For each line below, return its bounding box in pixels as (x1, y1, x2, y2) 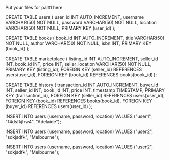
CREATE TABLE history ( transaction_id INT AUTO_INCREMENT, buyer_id (5, 82, 158, 88)
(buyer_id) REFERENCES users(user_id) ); (5, 103, 93, 109)
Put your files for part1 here (5, 5, 63, 10)
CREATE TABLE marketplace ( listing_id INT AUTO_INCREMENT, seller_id (5, 56, 158, 62)
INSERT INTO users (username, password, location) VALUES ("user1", (5, 113, 152, 119)
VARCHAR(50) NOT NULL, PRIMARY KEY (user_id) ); (5, 25, 116, 31)
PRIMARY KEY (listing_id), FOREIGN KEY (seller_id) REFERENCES (5, 66, 142, 72)
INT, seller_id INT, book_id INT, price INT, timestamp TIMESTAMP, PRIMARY (5, 87, 165, 93)
